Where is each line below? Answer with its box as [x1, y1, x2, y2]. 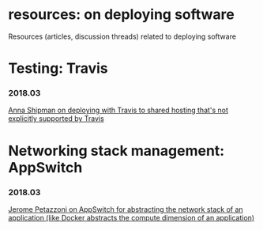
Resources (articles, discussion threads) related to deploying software [8, 32, 237, 41]
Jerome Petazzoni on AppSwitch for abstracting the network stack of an [8, 204, 243, 214]
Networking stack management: [8, 141, 225, 160]
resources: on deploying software [8, 6, 235, 24]
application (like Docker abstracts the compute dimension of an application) [8, 213, 255, 222]
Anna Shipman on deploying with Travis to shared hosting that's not [8, 105, 229, 115]
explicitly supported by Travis [8, 114, 104, 123]
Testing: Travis [8, 59, 108, 77]
